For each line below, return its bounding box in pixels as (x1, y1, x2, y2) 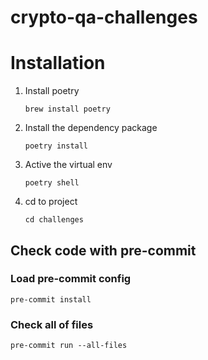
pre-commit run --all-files (10, 341, 128, 351)
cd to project (24, 196, 78, 208)
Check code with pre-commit (10, 242, 197, 259)
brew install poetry (24, 104, 111, 115)
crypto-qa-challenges (10, 6, 198, 29)
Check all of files (10, 317, 94, 331)
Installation (10, 52, 106, 75)
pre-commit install (10, 294, 92, 305)
